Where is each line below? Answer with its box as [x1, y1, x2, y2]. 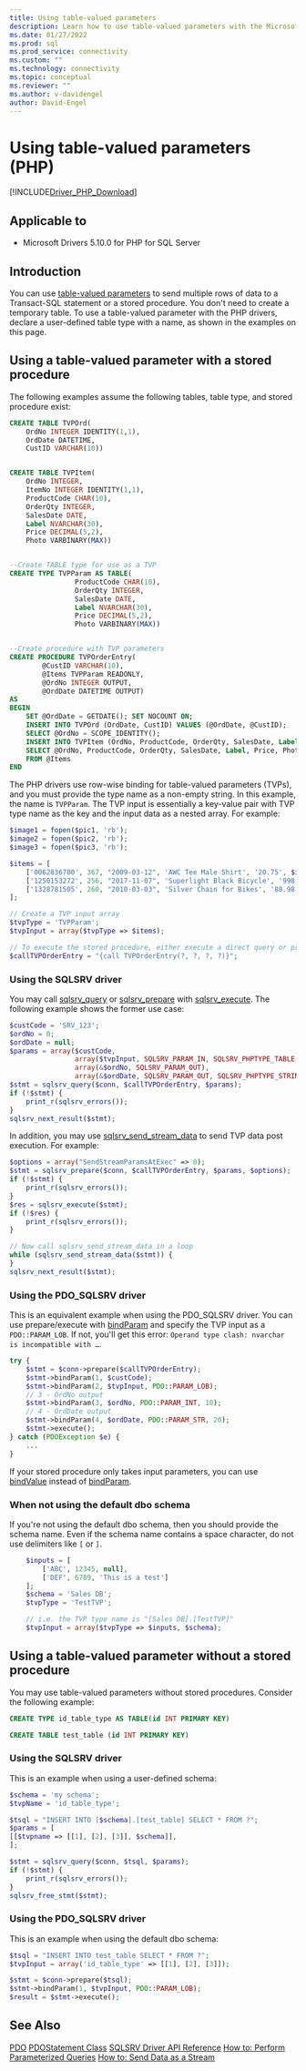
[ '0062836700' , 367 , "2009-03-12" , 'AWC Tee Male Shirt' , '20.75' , [25, 867, 287, 877]
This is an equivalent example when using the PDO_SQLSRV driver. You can [9, 1310, 293, 1321]
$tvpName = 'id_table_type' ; [9, 1799, 120, 1808]
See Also [9, 2018, 61, 2034]
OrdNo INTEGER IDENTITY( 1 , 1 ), [25, 427, 141, 436]
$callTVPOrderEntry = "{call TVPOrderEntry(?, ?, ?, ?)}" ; [9, 951, 239, 961]
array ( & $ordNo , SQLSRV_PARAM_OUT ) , [74, 1063, 209, 1073]
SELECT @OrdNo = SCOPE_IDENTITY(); [25, 729, 161, 738]
